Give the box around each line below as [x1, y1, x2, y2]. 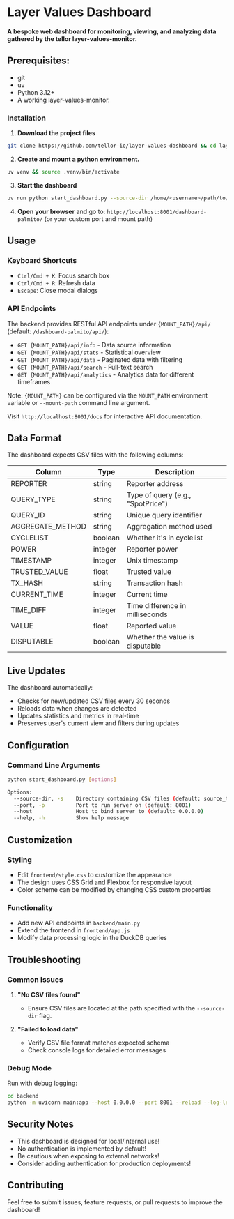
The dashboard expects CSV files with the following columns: [7, 450, 184, 459]
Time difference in [126, 601, 187, 611]
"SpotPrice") [126, 499, 169, 509]
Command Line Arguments [7, 760, 100, 770]
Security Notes [7, 1119, 75, 1130]
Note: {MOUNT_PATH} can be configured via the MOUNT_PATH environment [7, 391, 208, 400]
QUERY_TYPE [10, 494, 56, 504]
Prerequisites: [7, 55, 70, 67]
